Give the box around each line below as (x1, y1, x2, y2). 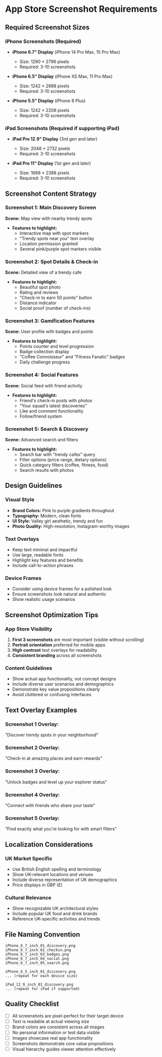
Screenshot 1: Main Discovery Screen (5, 204, 97, 211)
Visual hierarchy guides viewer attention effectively (12, 1046, 116, 1052)
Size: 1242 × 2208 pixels (19, 107, 70, 113)
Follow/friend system (19, 413, 62, 419)
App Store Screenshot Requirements (5, 3, 158, 15)
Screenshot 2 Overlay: (5, 744, 60, 751)
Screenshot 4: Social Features (5, 371, 79, 378)
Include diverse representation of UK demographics (12, 877, 117, 882)
